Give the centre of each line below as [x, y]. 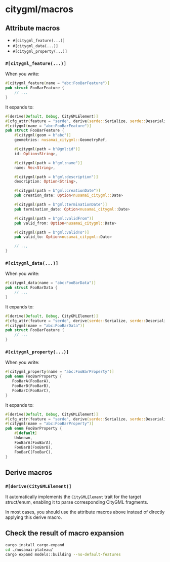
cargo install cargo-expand [35, 545]
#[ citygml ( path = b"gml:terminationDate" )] [61, 205]
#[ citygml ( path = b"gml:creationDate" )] [57, 191]
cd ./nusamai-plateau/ [29, 550]
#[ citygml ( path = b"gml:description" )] [56, 177]
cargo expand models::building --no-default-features [63, 554]
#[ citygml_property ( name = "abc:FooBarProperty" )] [60, 372]
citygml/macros [39, 9]
